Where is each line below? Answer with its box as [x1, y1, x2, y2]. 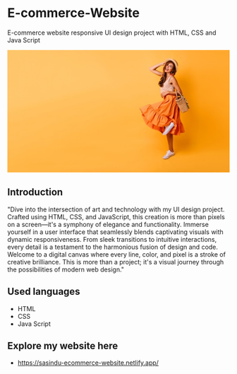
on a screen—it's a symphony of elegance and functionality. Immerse [7, 220, 209, 228]
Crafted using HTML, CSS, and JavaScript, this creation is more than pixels [7, 212, 226, 221]
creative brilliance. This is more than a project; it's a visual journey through [7, 257, 224, 266]
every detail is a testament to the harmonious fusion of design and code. [7, 242, 219, 251]
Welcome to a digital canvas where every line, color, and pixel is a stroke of [7, 250, 226, 259]
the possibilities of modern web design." [7, 265, 125, 274]
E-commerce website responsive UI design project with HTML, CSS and [7, 28, 217, 37]
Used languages [7, 286, 80, 298]
